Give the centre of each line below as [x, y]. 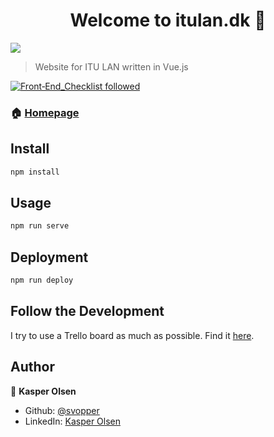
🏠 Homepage [45, 112]
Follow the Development [87, 311]
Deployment [49, 257]
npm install [35, 172]
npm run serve [40, 226]
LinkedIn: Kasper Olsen [73, 421]
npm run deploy [42, 280]
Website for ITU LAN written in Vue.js [111, 66]
